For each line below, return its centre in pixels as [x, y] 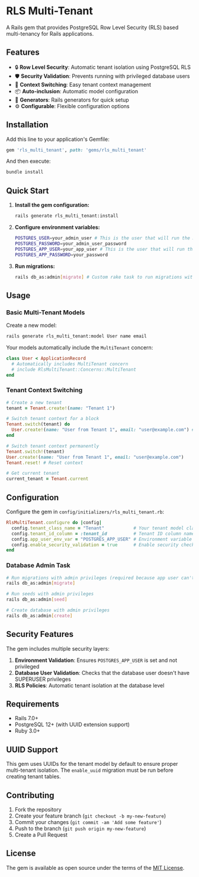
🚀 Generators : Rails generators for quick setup [72, 100]
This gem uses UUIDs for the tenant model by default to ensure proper [92, 764]
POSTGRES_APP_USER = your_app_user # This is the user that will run [99, 249]
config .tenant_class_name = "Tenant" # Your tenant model [98, 528]
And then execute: [28, 161]
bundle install [25, 172]
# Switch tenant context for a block [53, 419]
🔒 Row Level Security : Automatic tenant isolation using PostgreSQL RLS [103, 67]
